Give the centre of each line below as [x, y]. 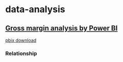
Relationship [21, 53]
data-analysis [35, 9]
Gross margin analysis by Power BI [61, 28]
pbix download [21, 40]
